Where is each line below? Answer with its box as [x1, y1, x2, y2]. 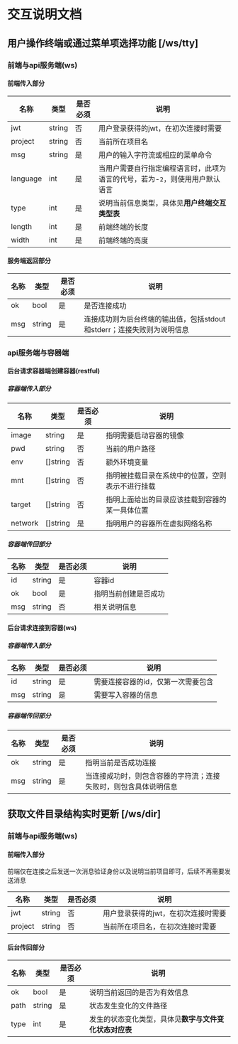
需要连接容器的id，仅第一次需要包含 [93, 676, 214, 686]
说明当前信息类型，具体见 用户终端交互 [98, 198, 227, 208]
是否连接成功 [84, 300, 127, 310]
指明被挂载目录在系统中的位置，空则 [106, 471, 227, 481]
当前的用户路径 [106, 444, 156, 454]
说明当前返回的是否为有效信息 [89, 987, 189, 997]
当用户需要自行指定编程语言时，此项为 [98, 163, 227, 173]
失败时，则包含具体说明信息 [85, 782, 178, 792]
